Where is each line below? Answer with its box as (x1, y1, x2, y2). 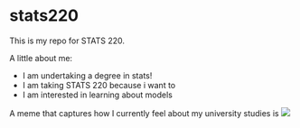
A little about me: (9, 52, 73, 63)
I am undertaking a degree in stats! (22, 69, 153, 81)
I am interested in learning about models (22, 89, 173, 100)
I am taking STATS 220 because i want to (22, 79, 176, 90)
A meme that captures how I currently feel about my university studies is (9, 107, 279, 118)
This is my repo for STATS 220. (9, 35, 125, 46)
